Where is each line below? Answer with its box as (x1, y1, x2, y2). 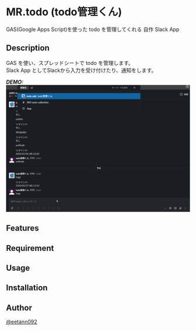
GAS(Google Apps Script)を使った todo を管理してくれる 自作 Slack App (6, 26, 180, 33)
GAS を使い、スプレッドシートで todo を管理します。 (6, 59, 134, 66)
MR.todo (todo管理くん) (6, 5, 123, 19)
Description (6, 43, 50, 53)
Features (6, 223, 39, 233)
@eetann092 (6, 318, 37, 325)
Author (6, 302, 32, 313)
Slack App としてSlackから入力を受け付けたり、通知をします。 (6, 67, 157, 74)
